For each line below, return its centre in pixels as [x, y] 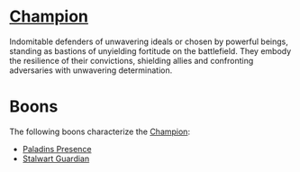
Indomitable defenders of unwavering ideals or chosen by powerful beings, [149, 41]
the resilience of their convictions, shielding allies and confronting [132, 60]
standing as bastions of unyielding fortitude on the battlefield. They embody [150, 50]
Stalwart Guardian [56, 158]
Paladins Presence [57, 149]
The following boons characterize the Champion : [100, 131]
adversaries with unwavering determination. [91, 70]
